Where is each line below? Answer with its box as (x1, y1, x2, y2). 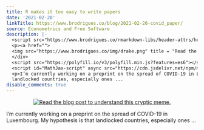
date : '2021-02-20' (6, 15, 56, 21)
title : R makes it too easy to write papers (6, 8, 121, 15)
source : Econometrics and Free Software (6, 25, 110, 32)
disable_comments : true (6, 82, 67, 88)
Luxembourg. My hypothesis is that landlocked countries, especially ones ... (6, 117, 196, 124)
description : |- (6, 31, 47, 37)
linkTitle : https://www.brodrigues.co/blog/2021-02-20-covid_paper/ (6, 20, 183, 26)
